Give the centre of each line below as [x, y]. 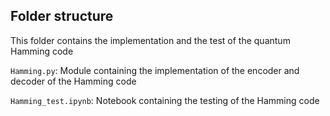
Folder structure [62, 16]
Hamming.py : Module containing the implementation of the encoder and [155, 70]
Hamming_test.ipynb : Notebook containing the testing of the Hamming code [165, 100]
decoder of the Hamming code [73, 81]
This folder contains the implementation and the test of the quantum [150, 40]
